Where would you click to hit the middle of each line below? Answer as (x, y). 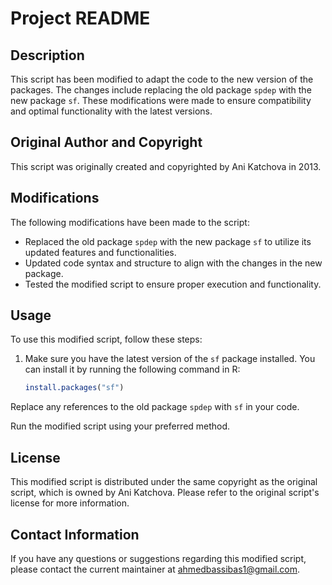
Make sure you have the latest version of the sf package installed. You (170, 359)
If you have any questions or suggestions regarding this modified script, (158, 558)
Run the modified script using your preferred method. (120, 426)
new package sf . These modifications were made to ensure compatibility (161, 100)
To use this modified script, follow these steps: (106, 339)
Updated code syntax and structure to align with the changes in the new (173, 263)
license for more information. (70, 503)
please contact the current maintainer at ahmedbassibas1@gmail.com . (155, 569)
